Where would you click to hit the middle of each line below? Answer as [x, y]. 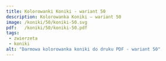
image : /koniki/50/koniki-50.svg [47, 22]
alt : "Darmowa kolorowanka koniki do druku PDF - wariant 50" [83, 49]
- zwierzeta [23, 38]
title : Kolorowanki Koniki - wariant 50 [56, 11]
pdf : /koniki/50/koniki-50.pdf [47, 28]
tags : [13, 33]
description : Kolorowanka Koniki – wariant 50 [64, 17]
